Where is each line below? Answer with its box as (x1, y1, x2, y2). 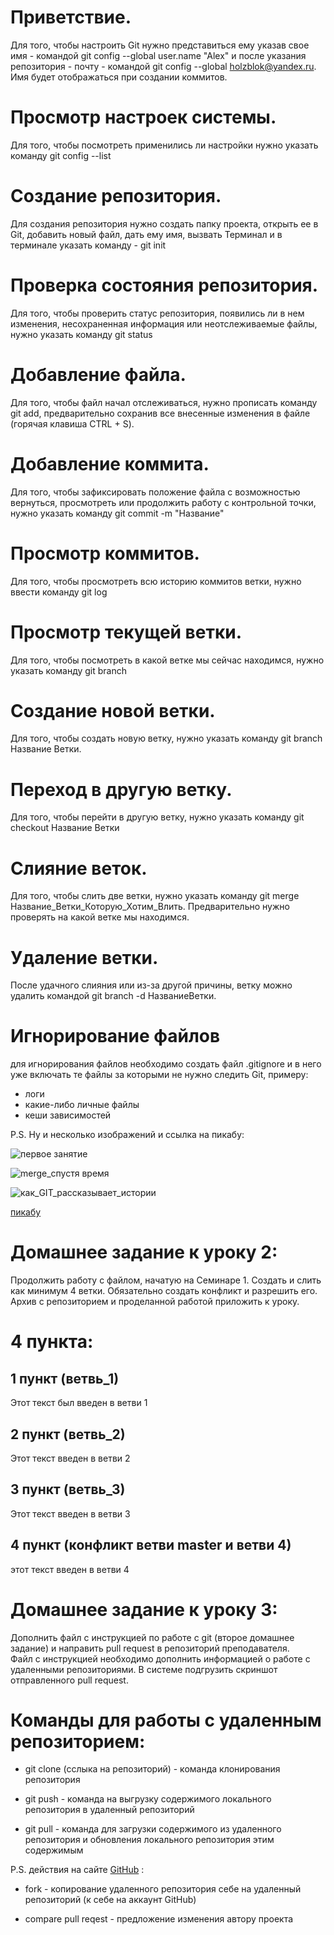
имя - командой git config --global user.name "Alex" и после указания (10, 49, 307, 61)
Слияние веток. (10, 857, 148, 880)
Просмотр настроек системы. (10, 106, 277, 129)
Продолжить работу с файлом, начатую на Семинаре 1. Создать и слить (10, 1274, 322, 1286)
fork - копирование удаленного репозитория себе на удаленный (24, 1883, 302, 1895)
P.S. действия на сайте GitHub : (10, 1864, 145, 1876)
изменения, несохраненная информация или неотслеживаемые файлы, (10, 317, 318, 330)
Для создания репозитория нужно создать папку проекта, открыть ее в (10, 217, 319, 230)
